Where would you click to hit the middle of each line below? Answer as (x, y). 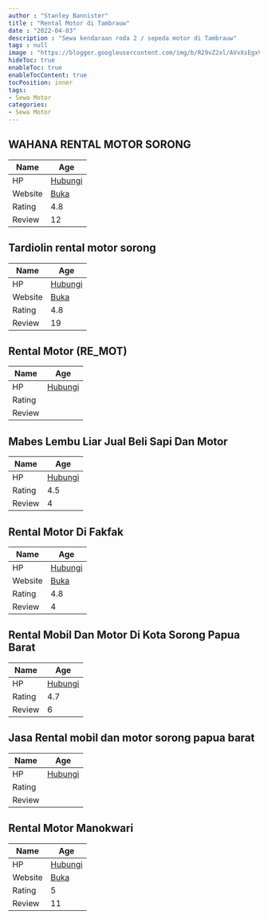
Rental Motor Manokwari (71, 828)
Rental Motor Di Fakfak (66, 532)
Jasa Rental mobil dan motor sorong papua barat (132, 738)
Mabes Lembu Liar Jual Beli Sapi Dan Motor (118, 442)
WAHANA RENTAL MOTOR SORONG (100, 145)
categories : (28, 105)
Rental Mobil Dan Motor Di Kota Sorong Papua (124, 635)
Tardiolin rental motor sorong (83, 248)
